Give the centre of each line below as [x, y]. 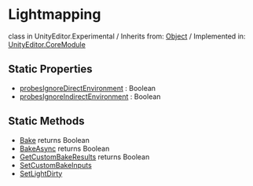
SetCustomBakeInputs [55, 165]
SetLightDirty [41, 173]
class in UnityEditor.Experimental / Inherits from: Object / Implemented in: [127, 36]
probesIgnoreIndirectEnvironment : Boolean [90, 97]
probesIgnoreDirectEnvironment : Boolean [87, 88]
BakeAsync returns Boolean [64, 148]
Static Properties [50, 69]
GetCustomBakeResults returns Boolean [84, 157]
